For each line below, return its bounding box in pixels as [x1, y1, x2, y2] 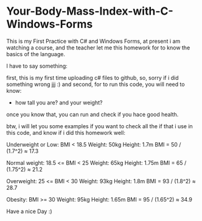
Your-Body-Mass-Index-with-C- [6, 4, 173, 18]
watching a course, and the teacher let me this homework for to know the [6, 44, 190, 51]
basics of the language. [6, 50, 66, 57]
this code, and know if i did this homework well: [6, 129, 126, 136]
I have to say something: [6, 62, 68, 70]
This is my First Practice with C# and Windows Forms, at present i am [6, 37, 181, 45]
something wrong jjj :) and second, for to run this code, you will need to [6, 81, 185, 88]
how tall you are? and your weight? [15, 99, 103, 106]
